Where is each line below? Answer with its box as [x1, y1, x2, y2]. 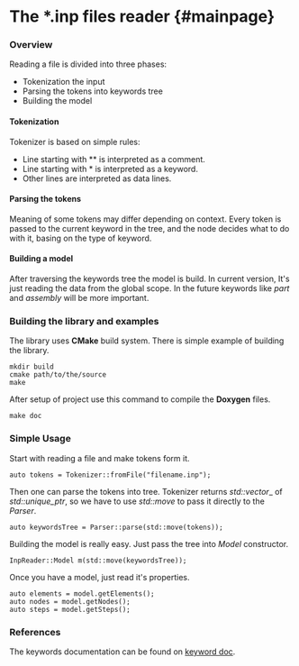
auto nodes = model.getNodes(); [9, 597, 131, 606]
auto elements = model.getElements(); [9, 588, 155, 598]
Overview [9, 39, 53, 51]
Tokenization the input [22, 77, 105, 87]
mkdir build [9, 362, 54, 371]
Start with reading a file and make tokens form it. [9, 452, 191, 463]
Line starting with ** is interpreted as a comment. [22, 153, 205, 164]
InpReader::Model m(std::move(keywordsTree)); [9, 556, 187, 565]
